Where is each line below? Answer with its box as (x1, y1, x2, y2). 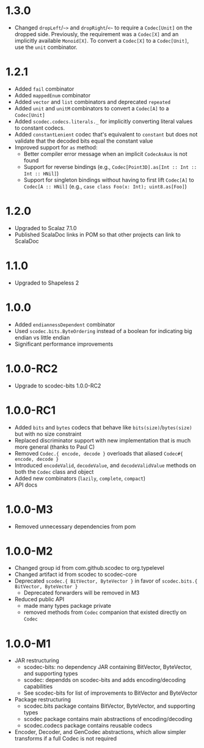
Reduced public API (14, 596, 65, 603)
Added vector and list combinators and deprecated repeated (14, 98, 171, 105)
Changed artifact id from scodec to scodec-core (14, 570, 137, 578)
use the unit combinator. (14, 43, 78, 51)
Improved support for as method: (14, 143, 98, 151)
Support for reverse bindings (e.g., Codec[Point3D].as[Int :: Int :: (23, 163, 197, 170)
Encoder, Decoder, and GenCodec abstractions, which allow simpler (14, 728, 187, 736)
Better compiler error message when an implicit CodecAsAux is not (23, 150, 188, 157)
